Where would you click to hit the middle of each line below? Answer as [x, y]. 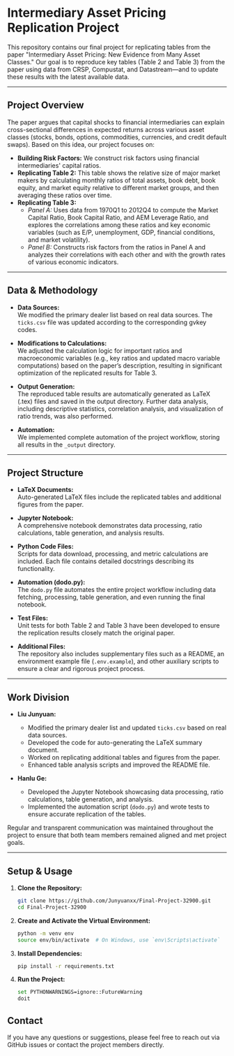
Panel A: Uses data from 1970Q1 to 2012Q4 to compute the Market [123, 210]
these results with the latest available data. [69, 77]
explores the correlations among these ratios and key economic [119, 224]
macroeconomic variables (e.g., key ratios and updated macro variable [119, 358]
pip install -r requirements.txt [66, 966]
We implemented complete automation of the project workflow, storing [118, 437]
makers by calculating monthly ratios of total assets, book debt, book [116, 180]
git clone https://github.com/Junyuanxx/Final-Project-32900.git [114, 901]
